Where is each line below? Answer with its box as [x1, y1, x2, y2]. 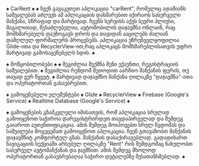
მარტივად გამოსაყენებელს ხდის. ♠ [6, 49, 95, 56]
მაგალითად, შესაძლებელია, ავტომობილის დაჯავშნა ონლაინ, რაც [6, 24, 176, 31]
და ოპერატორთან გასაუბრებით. [6, 79, 88, 87]
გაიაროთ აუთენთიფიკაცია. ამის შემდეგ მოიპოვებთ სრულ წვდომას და [6, 122, 186, 128]
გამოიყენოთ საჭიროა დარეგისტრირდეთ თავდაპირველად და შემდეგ [6, 115, 184, 122]
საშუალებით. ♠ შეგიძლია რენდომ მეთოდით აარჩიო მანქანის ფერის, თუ [6, 67, 189, 74]
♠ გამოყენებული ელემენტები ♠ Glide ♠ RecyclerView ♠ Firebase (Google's [6, 91, 189, 98]
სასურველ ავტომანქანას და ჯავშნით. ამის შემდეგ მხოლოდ [6, 146, 156, 154]
